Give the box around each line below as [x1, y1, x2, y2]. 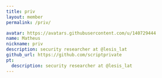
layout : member [6, 14, 43, 20]
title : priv [6, 8, 35, 15]
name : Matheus [6, 36, 41, 42]
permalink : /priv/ [6, 19, 51, 25]
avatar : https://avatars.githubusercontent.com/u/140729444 [6, 30, 157, 36]
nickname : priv [6, 41, 43, 47]
